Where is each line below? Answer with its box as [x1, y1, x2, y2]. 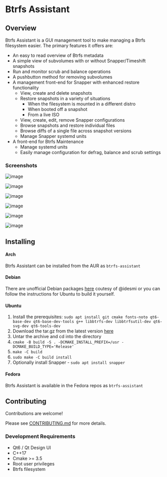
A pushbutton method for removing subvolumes [12, 74, 113, 80]
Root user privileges [12, 460, 55, 467]
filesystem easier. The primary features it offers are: [5, 43, 114, 49]
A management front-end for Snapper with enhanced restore [12, 80, 140, 85]
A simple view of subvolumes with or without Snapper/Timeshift [12, 58, 146, 64]
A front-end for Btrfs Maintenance [12, 138, 84, 144]
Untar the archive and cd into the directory [12, 334, 102, 340]
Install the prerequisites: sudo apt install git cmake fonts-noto [12, 314, 148, 320]
